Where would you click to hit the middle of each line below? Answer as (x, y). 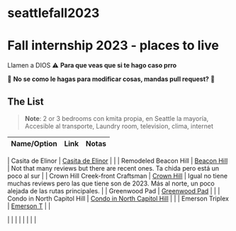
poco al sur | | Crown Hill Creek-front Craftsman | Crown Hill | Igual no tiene (118, 176)
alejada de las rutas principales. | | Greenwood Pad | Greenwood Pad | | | (114, 190)
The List (26, 101)
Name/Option (34, 144)
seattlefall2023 (54, 13)
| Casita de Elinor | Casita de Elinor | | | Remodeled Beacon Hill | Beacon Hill (118, 161)
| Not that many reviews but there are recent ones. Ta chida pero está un (113, 168)
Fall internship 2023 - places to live (113, 46)
